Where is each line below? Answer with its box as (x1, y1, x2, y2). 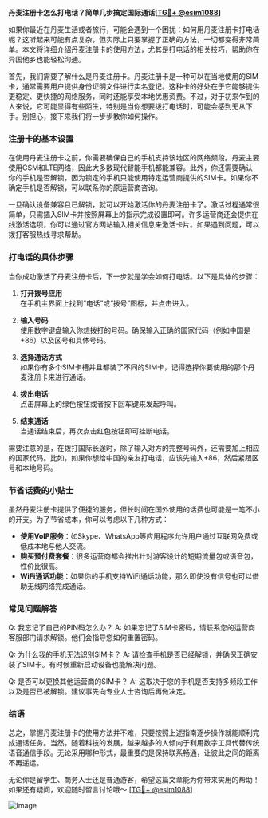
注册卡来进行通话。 (26, 372, 90, 381)
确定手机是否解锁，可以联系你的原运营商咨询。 (8, 183, 162, 192)
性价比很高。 (19, 561, 62, 571)
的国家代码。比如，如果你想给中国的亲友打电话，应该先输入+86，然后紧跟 (8, 452, 253, 462)
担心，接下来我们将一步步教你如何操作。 (29, 112, 162, 121)
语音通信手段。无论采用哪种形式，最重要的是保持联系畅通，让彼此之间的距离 (8, 748, 260, 757)
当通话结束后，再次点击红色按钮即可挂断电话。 (19, 426, 174, 436)
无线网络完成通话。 (26, 581, 90, 591)
